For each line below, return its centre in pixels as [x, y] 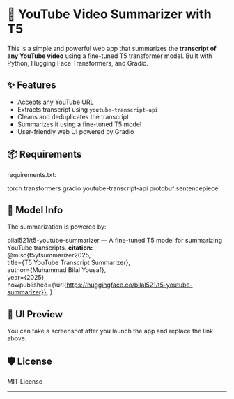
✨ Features [32, 85]
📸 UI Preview [35, 314]
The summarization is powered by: [57, 227]
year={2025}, [27, 278]
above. [17, 338]
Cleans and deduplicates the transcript [73, 116]
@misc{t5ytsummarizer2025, [49, 255]
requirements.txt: [32, 174]
